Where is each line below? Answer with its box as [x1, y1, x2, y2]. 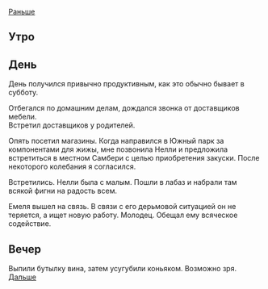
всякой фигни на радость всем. [8, 186, 117, 196]
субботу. [8, 88, 39, 98]
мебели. [8, 112, 37, 122]
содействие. [8, 219, 52, 228]
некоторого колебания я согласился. [8, 161, 136, 172]
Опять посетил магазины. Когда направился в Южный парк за [8, 136, 224, 146]
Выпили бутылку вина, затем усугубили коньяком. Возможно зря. [8, 264, 237, 274]
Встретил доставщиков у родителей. [8, 120, 136, 130]
